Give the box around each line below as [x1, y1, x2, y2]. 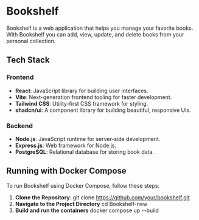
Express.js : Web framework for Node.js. [15, 142, 117, 149]
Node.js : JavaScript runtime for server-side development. [15, 135, 161, 142]
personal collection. [6, 37, 56, 44]
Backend [6, 122, 33, 130]
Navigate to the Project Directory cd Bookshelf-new [15, 200, 148, 207]
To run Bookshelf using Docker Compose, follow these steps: [6, 182, 160, 189]
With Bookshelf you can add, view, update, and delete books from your [6, 30, 184, 38]
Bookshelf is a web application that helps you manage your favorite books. [6, 24, 194, 32]
